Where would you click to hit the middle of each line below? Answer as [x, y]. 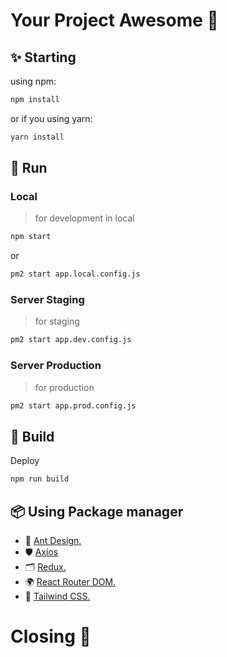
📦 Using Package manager [97, 511]
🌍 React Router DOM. [70, 582]
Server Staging [47, 300]
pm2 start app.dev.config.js [71, 340]
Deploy [25, 461]
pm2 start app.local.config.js [75, 274]
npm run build [40, 479]
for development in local [84, 218]
